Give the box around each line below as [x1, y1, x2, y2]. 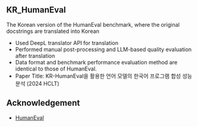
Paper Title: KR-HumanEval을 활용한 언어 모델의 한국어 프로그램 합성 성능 [15, 72, 193, 80]
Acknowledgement [6, 98, 80, 108]
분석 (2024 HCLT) [15, 80, 60, 87]
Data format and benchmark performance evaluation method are [15, 58, 178, 66]
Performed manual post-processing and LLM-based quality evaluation [15, 46, 192, 53]
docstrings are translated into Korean [6, 27, 99, 35]
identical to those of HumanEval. [15, 65, 97, 72]
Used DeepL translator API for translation [15, 39, 119, 46]
